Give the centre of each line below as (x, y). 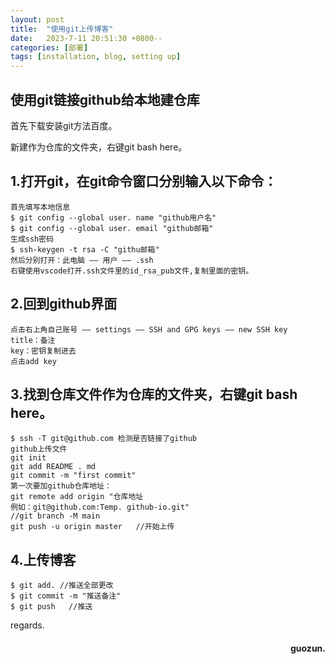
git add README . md (53, 467)
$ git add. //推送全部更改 (62, 586)
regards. (27, 625)
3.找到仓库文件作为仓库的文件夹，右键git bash (154, 394)
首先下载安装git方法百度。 (64, 125)
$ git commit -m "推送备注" (66, 596)
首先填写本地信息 (40, 207)
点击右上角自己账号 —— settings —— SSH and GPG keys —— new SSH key (149, 329)
